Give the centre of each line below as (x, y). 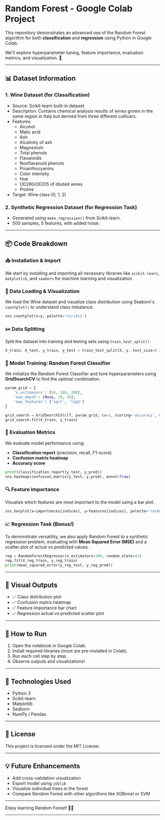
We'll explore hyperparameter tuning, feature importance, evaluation (74, 53)
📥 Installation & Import (33, 261)
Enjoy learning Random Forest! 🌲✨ (40, 808)
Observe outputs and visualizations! (48, 661)
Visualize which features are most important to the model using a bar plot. (80, 502)
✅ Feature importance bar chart (44, 608)
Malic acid (30, 132)
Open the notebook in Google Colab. (49, 646)
